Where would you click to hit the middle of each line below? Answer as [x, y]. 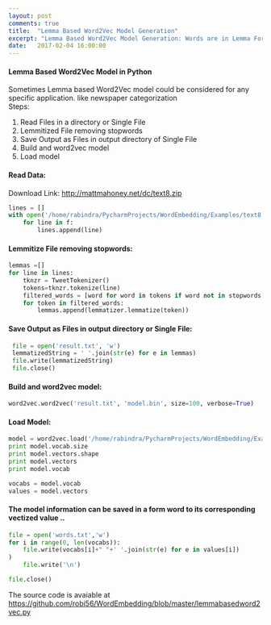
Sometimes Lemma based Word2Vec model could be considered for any [129, 90]
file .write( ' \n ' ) [52, 565]
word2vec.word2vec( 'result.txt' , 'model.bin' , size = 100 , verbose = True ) [131, 404]
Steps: [19, 106]
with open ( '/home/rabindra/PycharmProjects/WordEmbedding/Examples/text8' [137, 215]
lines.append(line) [70, 231]
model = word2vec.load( [48, 439]
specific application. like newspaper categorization [93, 98]
